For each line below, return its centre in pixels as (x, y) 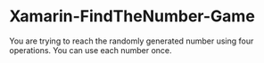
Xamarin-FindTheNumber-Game (132, 16)
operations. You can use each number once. (91, 50)
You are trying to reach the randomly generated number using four (132, 41)
